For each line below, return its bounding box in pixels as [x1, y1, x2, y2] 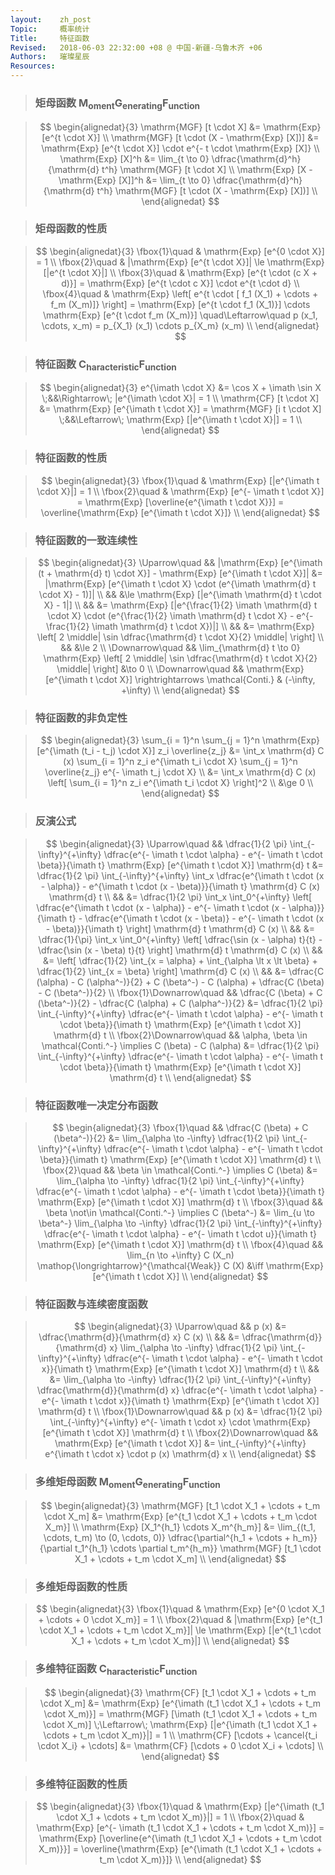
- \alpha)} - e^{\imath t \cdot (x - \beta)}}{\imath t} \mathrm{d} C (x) [40, 880, 321, 892]
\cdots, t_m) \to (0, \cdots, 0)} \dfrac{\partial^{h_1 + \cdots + [43, 1531, 291, 1543]
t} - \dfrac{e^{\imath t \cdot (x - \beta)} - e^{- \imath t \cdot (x [69, 912, 325, 924]
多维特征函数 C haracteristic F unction [34, 1661, 198, 1678]
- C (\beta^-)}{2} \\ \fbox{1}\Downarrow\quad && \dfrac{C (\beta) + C [38, 986, 323, 998]
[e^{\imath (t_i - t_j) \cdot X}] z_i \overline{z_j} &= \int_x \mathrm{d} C [36, 745, 325, 757]
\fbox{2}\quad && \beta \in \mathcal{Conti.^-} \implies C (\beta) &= [42, 1164, 318, 1176]
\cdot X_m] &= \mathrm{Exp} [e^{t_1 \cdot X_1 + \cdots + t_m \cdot [43, 1510, 318, 1522]
